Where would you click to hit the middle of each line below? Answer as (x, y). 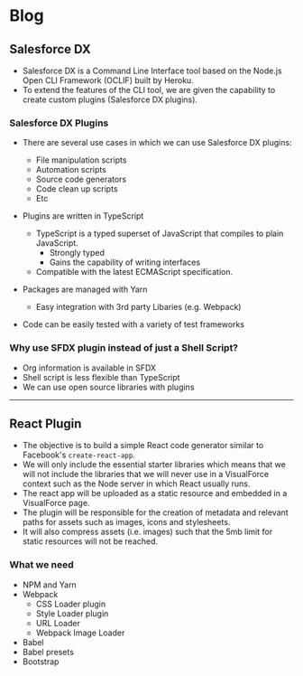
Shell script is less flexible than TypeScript (101, 377)
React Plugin (46, 423)
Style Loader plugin (72, 613)
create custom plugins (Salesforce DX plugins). (110, 99)
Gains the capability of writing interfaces (125, 262)
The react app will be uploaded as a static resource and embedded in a (155, 493)
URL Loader (58, 623)
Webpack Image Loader (80, 633)
